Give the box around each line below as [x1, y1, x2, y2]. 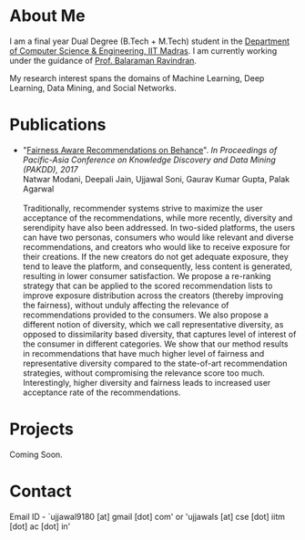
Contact [9, 481, 72, 502]
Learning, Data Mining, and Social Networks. [9, 82, 178, 93]
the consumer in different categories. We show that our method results [22, 338, 289, 349]
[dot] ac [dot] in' [9, 521, 71, 532]
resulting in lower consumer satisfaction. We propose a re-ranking [22, 270, 271, 281]
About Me [9, 5, 86, 26]
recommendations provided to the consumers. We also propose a [22, 309, 269, 320]
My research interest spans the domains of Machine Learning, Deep [9, 72, 265, 83]
